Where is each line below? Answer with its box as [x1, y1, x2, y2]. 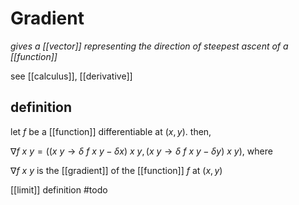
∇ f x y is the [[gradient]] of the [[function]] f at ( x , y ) [10, 164, 223, 176]
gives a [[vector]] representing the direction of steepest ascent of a [10, 40, 289, 52]
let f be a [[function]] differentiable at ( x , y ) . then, [10, 125, 212, 137]
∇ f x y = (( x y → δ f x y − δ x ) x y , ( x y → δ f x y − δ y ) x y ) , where [10, 145, 273, 157]
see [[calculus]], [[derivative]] [10, 70, 133, 82]
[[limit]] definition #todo [10, 183, 108, 196]
